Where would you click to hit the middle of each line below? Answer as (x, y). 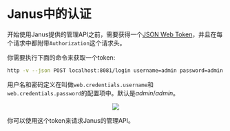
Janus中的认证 (49, 14)
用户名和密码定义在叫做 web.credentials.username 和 (80, 84)
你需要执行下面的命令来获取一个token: (61, 57)
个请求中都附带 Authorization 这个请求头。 (66, 43)
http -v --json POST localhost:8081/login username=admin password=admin (115, 70)
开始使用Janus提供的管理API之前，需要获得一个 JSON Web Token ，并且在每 (115, 34)
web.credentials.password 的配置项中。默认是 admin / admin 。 (93, 93)
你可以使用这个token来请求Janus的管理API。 (71, 120)
